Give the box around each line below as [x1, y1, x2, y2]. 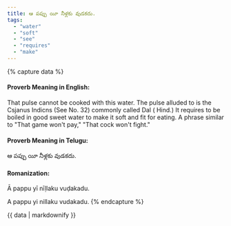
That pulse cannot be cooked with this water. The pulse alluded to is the [7, 99, 212, 107]
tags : [7, 17, 23, 23]
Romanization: [7, 169, 50, 177]
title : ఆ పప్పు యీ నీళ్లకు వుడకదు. [7, 10, 96, 17]
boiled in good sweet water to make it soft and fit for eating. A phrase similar [7, 113, 224, 121]
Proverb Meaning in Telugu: [7, 136, 88, 145]
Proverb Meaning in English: [7, 83, 90, 92]
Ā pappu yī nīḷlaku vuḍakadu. [7, 184, 90, 193]
